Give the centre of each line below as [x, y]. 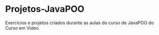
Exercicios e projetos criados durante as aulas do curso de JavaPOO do [80, 23]
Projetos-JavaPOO [45, 9]
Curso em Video [22, 28]
